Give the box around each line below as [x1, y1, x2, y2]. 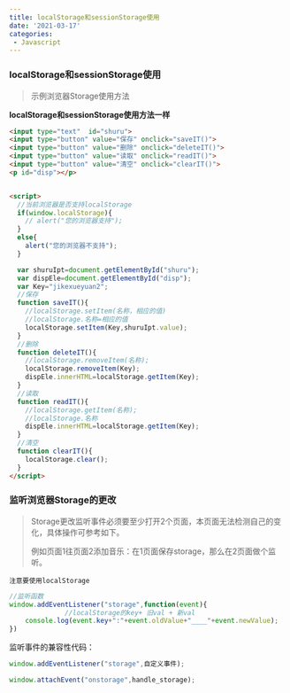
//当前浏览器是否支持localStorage [17, 200, 133, 209]
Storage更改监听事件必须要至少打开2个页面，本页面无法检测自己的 [30, 516, 274, 526]
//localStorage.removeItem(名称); [25, 356, 149, 365]
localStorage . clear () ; [25, 455, 109, 463]
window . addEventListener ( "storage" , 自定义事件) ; [9, 659, 186, 669]
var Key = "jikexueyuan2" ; [17, 282, 109, 291]
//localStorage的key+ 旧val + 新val [65, 608, 196, 617]
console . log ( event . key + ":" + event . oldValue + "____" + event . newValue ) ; [25, 617, 279, 626]
